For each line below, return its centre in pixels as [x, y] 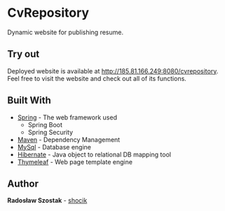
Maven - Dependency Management [69, 139]
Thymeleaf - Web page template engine [75, 161]
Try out [23, 54]
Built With [29, 100]
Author [23, 183]
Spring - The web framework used [67, 117]
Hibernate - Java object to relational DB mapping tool [94, 154]
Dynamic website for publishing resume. [66, 32]
